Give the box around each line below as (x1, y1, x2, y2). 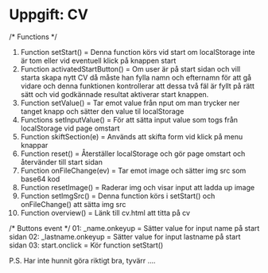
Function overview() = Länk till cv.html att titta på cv (20, 208, 190, 217)
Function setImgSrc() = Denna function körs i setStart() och (20, 191, 216, 201)
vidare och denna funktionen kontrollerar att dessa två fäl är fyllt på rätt (20, 81, 255, 91)
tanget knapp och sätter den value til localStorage (20, 106, 184, 116)
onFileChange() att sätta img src (20, 199, 126, 209)
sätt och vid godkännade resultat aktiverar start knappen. (20, 89, 209, 99)
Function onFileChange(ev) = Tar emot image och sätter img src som (20, 166, 247, 175)
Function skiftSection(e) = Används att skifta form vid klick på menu (20, 131, 243, 141)
